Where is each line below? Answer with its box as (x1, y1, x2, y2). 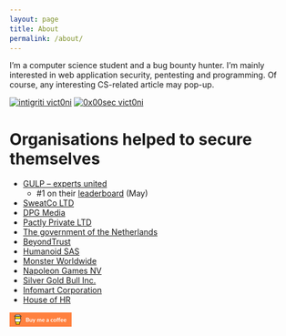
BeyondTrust (22, 237, 71, 248)
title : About (9, 24, 59, 34)
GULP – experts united (22, 178, 107, 189)
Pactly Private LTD (22, 217, 93, 228)
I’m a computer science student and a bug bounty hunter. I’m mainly (9, 60, 265, 71)
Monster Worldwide (22, 256, 97, 267)
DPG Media (22, 208, 66, 219)
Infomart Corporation (22, 285, 102, 296)
